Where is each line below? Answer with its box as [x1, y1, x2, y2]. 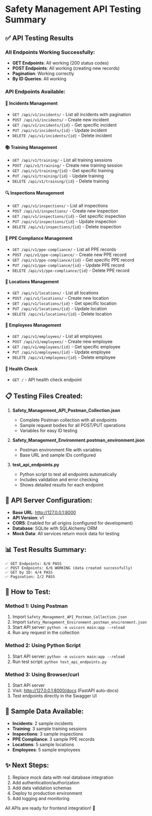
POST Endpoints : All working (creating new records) [12, 65, 120, 71]
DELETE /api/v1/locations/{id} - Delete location [12, 311, 112, 317]
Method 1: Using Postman [5, 602, 68, 609]
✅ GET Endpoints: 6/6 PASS [5, 561, 62, 566]
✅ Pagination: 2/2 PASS [5, 574, 55, 579]
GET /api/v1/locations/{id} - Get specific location [12, 300, 117, 306]
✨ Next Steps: [5, 761, 50, 770]
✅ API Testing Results [5, 34, 74, 42]
